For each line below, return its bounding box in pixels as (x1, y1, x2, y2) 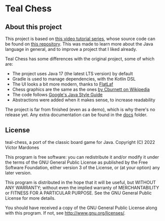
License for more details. (5, 195, 56, 201)
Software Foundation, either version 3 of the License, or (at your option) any (5, 164, 160, 171)
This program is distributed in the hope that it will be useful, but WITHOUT (5, 179, 156, 185)
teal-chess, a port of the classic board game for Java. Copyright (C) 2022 (5, 139, 155, 145)
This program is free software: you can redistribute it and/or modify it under (5, 154, 159, 160)
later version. (5, 170, 32, 176)
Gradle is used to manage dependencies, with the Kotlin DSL (12, 76, 136, 82)
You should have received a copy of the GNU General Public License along (5, 205, 157, 211)
